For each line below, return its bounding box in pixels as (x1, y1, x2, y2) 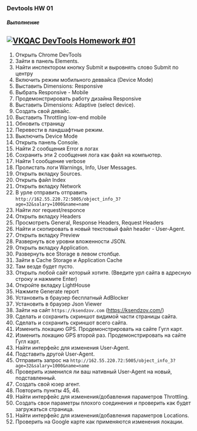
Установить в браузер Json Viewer (15, 300, 102, 307)
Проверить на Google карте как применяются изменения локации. (15, 418, 184, 425)
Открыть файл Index (15, 177, 66, 184)
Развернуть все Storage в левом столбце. (15, 250, 121, 257)
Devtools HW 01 (6, 4, 54, 12)
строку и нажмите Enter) (15, 276, 78, 283)
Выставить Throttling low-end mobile (15, 114, 106, 121)
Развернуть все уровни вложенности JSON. (15, 238, 127, 245)
